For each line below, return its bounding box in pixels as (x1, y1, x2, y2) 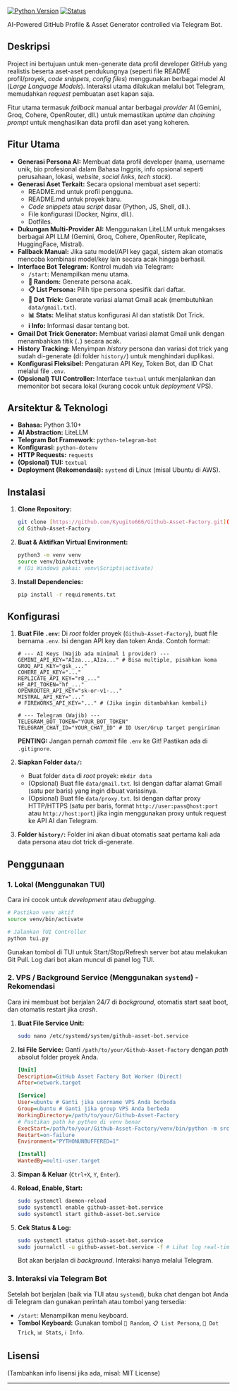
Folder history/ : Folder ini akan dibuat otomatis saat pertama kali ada (17, 830, 221, 839)
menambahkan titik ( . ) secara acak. (17, 336, 122, 345)
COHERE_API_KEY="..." (17, 669, 81, 676)
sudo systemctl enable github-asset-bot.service (17, 1203, 164, 1211)
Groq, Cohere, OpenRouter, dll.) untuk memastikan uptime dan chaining (7, 110, 215, 119)
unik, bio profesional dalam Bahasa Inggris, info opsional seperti (17, 164, 204, 173)
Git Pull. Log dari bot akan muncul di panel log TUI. (7, 955, 155, 964)
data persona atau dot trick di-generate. (17, 838, 134, 846)
